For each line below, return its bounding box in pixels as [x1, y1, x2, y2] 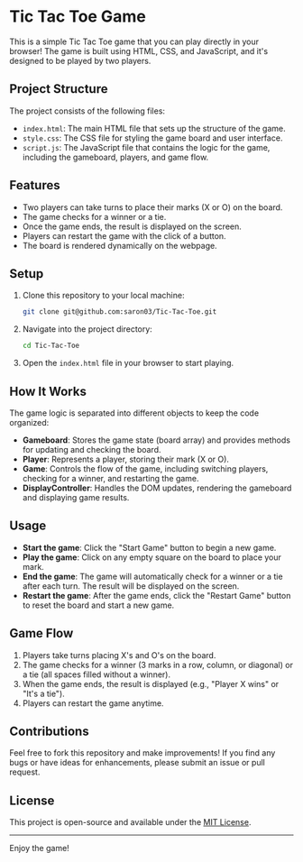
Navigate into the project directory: [22, 324, 153, 335]
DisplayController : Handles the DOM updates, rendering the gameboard [22, 482, 292, 493]
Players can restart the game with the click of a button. [22, 230, 227, 241]
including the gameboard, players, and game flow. [22, 151, 209, 162]
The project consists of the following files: [9, 105, 165, 116]
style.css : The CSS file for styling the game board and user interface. [22, 133, 283, 143]
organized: [9, 417, 50, 427]
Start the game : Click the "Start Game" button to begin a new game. [22, 542, 277, 553]
